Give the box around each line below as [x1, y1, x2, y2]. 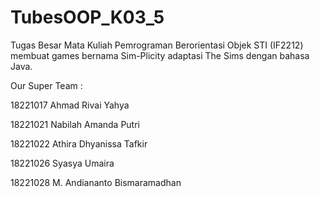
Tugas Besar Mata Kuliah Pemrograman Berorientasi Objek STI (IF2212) [10, 39, 304, 51]
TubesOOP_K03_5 [10, 6, 165, 29]
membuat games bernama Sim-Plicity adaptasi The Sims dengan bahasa [10, 49, 310, 61]
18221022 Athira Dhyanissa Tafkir [10, 137, 148, 150]
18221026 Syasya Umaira [10, 157, 115, 169]
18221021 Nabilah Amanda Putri [10, 118, 140, 130]
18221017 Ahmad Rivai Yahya [10, 99, 130, 111]
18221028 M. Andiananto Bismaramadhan [10, 176, 182, 188]
